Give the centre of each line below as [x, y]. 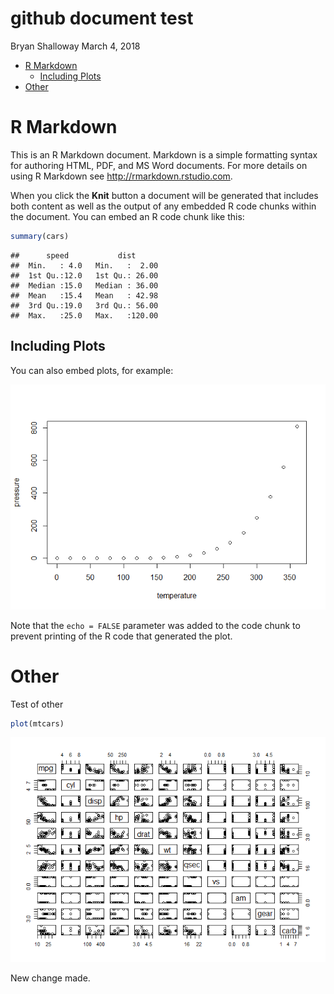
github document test [102, 18]
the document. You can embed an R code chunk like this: [127, 216]
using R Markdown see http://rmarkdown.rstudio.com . [121, 176]
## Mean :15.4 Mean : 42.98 [84, 295]
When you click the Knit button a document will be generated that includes [164, 195]
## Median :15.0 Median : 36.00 [84, 285]
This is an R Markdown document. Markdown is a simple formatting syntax [164, 154]
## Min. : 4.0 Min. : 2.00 [84, 265]
